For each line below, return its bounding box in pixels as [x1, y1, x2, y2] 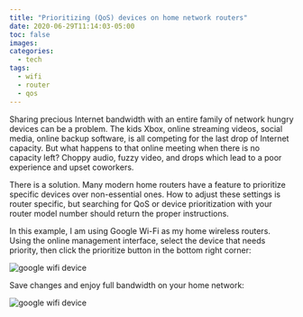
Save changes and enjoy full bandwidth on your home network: [9, 279, 245, 290]
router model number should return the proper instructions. [9, 208, 230, 219]
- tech [17, 55, 42, 64]
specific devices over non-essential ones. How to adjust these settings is [9, 189, 281, 200]
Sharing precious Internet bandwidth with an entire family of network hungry [9, 114, 294, 125]
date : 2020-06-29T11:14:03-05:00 [9, 22, 135, 31]
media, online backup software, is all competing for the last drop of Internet [9, 133, 289, 144]
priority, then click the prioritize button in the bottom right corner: [9, 245, 252, 256]
